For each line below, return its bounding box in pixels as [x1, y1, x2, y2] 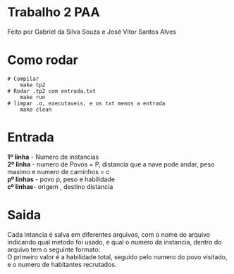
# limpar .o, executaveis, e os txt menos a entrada [7, 100, 166, 107]
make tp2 [20, 81, 46, 89]
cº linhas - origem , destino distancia [7, 182, 113, 190]
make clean [20, 106, 52, 113]
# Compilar [7, 75, 39, 82]
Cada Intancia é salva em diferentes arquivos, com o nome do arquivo [7, 230, 211, 239]
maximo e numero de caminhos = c [7, 167, 110, 176]
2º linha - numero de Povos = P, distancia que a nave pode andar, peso [7, 159, 215, 169]
